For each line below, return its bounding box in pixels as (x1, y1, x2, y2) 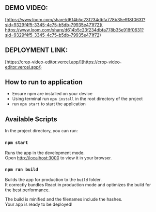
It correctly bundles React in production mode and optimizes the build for (5, 182, 151, 187)
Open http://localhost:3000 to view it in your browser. (5, 155, 112, 161)
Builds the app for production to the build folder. (5, 176, 102, 183)
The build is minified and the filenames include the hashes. (5, 196, 123, 202)
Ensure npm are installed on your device (12, 91, 93, 97)
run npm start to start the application (12, 101, 86, 107)
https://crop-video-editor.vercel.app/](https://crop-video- (6, 59, 122, 65)
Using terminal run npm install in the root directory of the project (12, 96, 143, 102)
